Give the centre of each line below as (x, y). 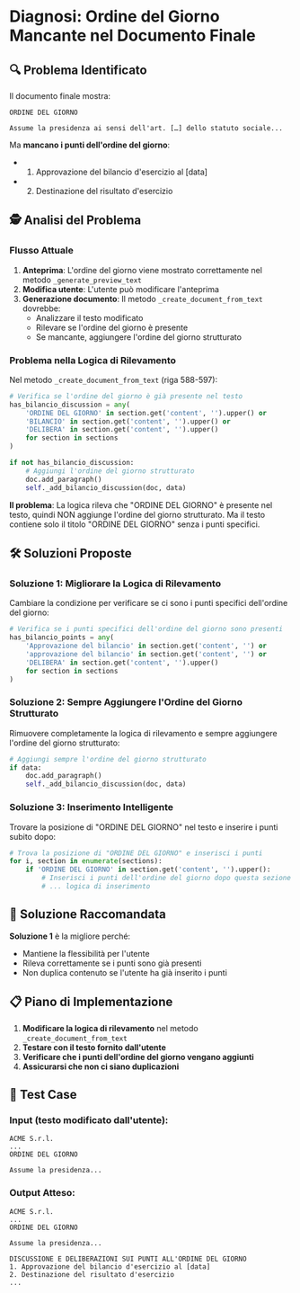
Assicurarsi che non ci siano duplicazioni (101, 1066)
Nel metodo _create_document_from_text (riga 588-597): (114, 379)
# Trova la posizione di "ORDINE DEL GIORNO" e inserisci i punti (136, 853)
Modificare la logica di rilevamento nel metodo (110, 1028)
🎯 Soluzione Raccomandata (88, 914)
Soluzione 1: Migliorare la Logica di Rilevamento (115, 584)
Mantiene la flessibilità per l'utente (86, 953)
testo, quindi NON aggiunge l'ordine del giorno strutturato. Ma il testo (137, 514)
